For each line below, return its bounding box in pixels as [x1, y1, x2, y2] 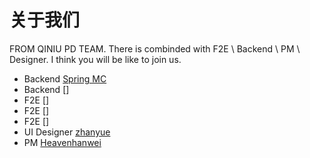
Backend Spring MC [23, 72, 107, 85]
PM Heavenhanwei [23, 136, 102, 148]
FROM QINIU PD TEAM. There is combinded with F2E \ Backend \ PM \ [9, 42, 301, 55]
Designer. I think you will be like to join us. [9, 53, 182, 65]
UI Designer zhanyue [23, 126, 111, 138]
